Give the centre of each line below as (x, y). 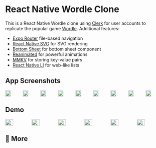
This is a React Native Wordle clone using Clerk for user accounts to (76, 23)
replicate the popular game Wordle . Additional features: (62, 28)
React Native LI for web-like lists (46, 65)
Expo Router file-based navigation (48, 38)
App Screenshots (33, 81)
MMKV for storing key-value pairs (47, 59)
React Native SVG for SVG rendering (50, 43)
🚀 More (17, 139)
